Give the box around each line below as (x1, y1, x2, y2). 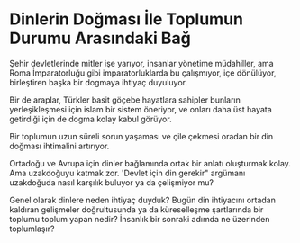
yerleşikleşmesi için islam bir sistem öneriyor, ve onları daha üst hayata (9, 103, 272, 114)
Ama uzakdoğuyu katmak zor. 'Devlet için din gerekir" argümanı (9, 167, 246, 178)
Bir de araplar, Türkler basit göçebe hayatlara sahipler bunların (9, 94, 241, 105)
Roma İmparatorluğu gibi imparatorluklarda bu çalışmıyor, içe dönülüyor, (9, 67, 277, 78)
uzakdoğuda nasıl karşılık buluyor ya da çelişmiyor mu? (9, 176, 214, 188)
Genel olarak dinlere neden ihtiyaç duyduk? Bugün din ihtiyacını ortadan (9, 194, 277, 205)
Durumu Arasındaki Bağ (9, 28, 191, 49)
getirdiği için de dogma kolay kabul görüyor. (9, 113, 173, 124)
